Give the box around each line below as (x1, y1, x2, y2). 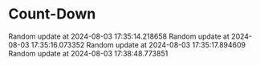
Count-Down (8, 5, 96, 23)
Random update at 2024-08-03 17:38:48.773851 (8, 48, 169, 58)
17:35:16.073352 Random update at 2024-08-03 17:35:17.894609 (30, 39, 246, 49)
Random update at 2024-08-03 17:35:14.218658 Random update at (8, 31, 230, 41)
